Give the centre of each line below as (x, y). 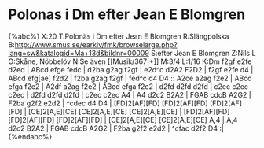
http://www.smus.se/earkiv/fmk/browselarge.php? (96, 44)
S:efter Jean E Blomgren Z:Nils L (203, 53)
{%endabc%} (30, 136)
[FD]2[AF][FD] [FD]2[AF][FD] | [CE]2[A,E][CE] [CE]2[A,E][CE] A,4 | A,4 (123, 120)
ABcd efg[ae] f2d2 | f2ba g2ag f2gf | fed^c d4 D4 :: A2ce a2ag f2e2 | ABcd (130, 78)
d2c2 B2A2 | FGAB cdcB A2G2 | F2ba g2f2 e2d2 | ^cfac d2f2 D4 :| (116, 128)
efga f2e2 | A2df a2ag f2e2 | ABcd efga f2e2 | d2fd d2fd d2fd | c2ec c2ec (128, 86)
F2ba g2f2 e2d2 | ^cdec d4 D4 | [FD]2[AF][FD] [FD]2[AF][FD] (108, 103)
